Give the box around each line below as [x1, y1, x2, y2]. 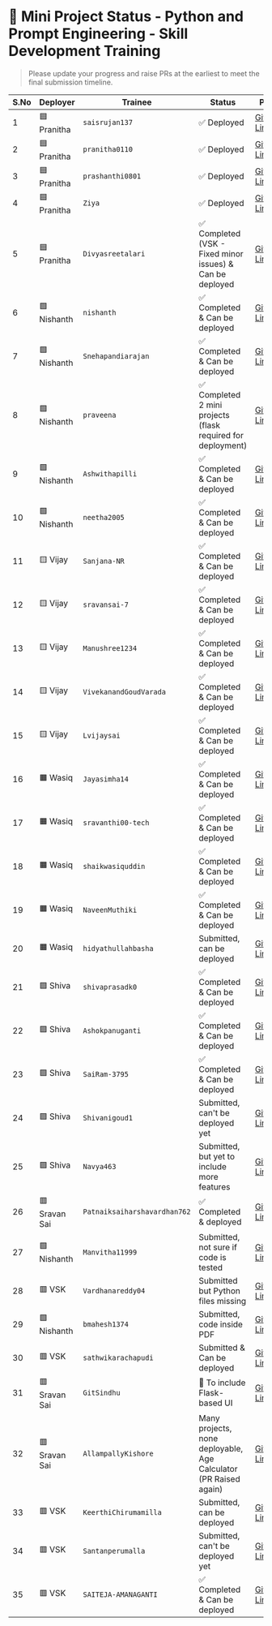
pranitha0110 [83, 145, 134, 154]
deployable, [198, 1443, 244, 1454]
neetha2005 [83, 513, 125, 522]
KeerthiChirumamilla [83, 1508, 162, 1516]
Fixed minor [198, 247, 244, 259]
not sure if [198, 1241, 237, 1253]
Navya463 [83, 1162, 117, 1171]
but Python [198, 1285, 240, 1297]
